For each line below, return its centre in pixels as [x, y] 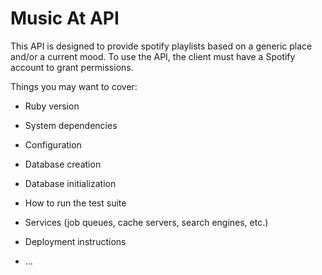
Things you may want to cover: [74, 86]
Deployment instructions [75, 241]
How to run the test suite [75, 203]
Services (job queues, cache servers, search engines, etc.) [146, 222]
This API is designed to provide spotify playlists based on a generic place [161, 46]
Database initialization [70, 183]
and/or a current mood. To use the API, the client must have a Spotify [153, 56]
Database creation [63, 164]
